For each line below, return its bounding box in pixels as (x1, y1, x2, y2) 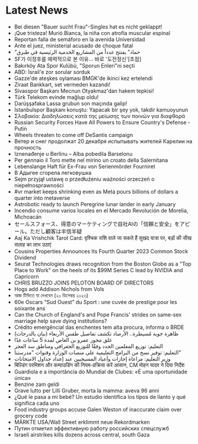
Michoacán (14, 213, 42, 220)
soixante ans (14, 305, 46, 312)
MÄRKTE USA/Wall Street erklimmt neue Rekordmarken (14, 419, 151, 426)
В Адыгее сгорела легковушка (14, 169, 92, 176)
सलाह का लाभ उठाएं (14, 241, 52, 248)
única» (14, 374, 31, 381)
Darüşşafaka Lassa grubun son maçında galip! (14, 100, 127, 107)
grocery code (14, 412, 48, 419)
